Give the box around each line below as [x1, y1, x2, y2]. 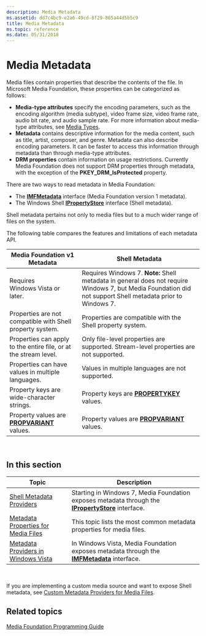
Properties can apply [9, 335, 69, 344]
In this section [6, 460, 62, 470]
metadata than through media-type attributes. [15, 149, 131, 157]
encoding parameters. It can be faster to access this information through [15, 143, 199, 151]
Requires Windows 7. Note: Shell [82, 269, 177, 277]
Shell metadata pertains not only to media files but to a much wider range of [6, 211, 199, 219]
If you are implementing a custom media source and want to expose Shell [6, 582, 192, 589]
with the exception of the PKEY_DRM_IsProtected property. [15, 169, 167, 176]
